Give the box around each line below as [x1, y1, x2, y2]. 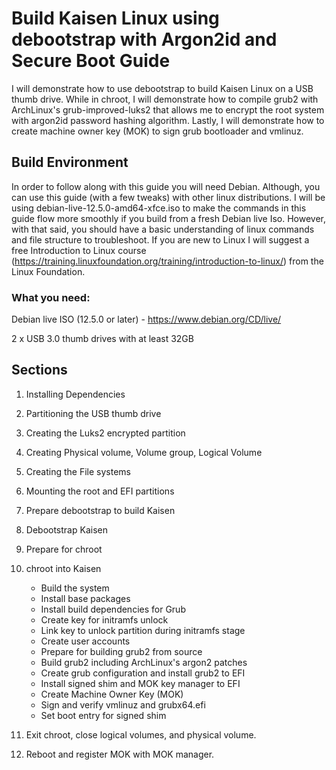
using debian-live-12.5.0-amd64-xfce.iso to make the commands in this [11, 202, 307, 214]
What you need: [11, 290, 91, 304]
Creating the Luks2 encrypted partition [25, 427, 186, 439]
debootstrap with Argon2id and [11, 28, 278, 51]
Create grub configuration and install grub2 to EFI [40, 667, 246, 679]
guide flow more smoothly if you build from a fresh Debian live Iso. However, [11, 212, 326, 224]
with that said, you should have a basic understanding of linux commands [11, 223, 315, 235]
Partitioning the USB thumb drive [25, 407, 162, 419]
